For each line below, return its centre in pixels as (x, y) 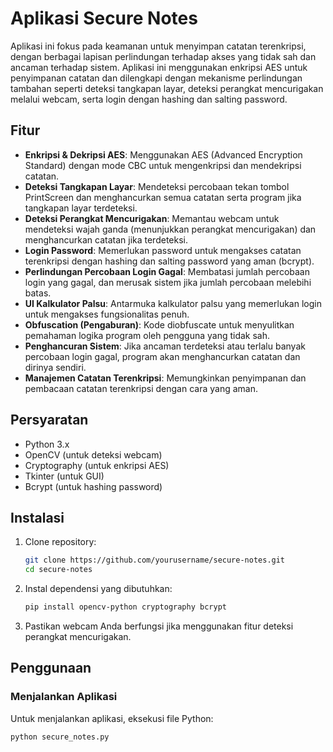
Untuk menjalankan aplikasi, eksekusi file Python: (112, 718)
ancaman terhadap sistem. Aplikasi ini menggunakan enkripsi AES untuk (159, 67)
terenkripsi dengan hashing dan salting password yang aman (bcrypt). (169, 261)
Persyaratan (49, 420)
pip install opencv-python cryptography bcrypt (125, 607)
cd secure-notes (58, 570)
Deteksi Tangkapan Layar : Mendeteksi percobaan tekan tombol (157, 186)
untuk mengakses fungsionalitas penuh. (107, 314)
